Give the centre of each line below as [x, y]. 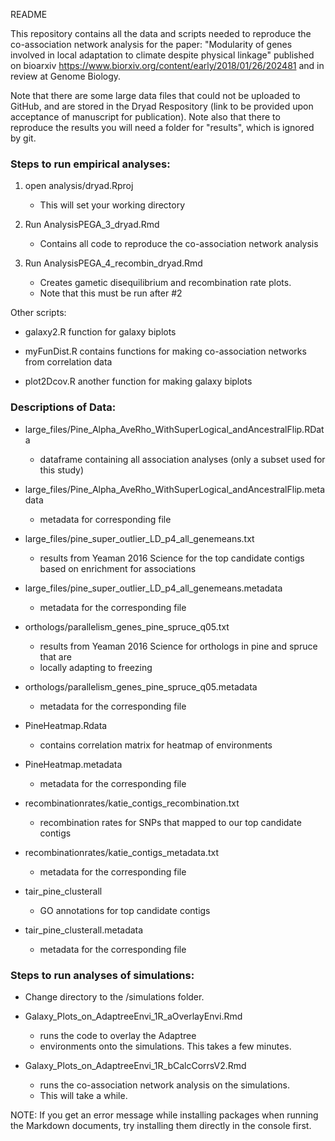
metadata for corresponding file [105, 519]
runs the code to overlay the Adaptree [118, 1035]
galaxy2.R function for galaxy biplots [100, 332]
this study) [62, 470]
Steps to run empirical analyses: [90, 164]
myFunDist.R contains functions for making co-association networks [165, 351]
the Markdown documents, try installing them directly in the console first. [161, 1125]
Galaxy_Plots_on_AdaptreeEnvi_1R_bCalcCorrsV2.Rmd [135, 1065]
